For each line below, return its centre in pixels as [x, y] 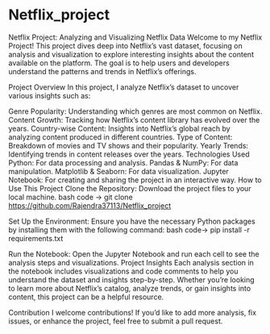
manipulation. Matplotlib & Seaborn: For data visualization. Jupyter [119, 171]
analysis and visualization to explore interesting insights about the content [131, 54]
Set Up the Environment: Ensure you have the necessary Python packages [132, 221]
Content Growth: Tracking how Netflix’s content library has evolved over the [134, 119]
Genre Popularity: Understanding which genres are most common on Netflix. [135, 111]
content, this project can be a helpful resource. [86, 297]
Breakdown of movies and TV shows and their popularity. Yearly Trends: [128, 145]
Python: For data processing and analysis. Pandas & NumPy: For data [123, 162]
